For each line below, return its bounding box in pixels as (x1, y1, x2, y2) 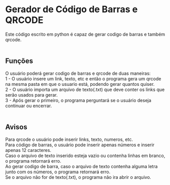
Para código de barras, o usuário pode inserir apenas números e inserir (5, 141, 155, 148)
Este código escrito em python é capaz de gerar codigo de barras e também (5, 31, 165, 37)
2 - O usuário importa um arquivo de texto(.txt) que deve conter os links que (5, 86, 165, 92)
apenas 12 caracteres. (5, 147, 52, 153)
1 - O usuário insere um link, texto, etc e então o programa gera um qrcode (5, 75, 161, 82)
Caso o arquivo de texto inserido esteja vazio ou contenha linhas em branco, (5, 152, 165, 159)
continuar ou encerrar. (5, 103, 52, 109)
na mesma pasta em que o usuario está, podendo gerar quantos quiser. (5, 81, 155, 87)
